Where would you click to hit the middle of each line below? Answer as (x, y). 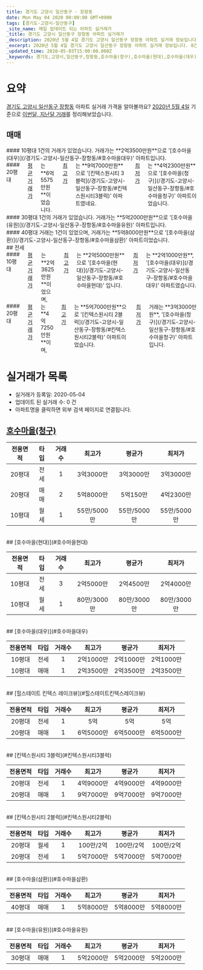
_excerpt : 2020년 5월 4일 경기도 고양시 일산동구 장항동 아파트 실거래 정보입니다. (97, 46)
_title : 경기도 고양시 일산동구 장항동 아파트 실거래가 (65, 34)
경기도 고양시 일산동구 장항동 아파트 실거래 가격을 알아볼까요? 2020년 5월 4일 (98, 106)
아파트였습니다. (178, 285)
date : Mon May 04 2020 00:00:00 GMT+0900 (59, 18)
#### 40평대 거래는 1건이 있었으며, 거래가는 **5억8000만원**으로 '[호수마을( (98, 233)
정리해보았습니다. (92, 114)
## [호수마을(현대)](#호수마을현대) (47, 542)
